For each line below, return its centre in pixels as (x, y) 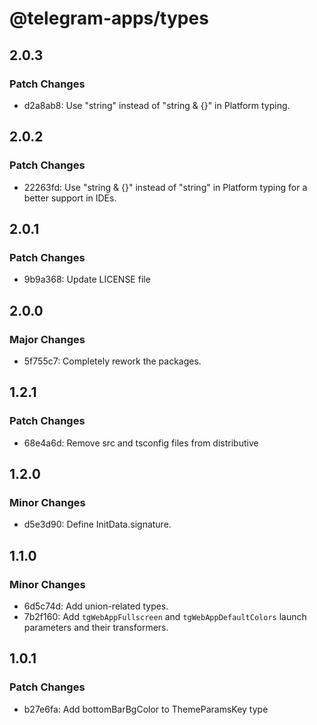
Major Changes (47, 339)
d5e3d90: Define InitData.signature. (97, 524)
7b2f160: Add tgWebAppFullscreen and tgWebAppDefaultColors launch (165, 616)
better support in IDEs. (70, 198)
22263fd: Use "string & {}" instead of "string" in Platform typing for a (165, 187)
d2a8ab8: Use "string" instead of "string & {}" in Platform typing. (157, 105)
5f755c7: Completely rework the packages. (112, 361)
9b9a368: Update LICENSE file (87, 279)
